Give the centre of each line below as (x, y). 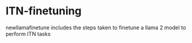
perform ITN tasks (28, 33)
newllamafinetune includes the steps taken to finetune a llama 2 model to (96, 27)
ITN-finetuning (43, 11)
